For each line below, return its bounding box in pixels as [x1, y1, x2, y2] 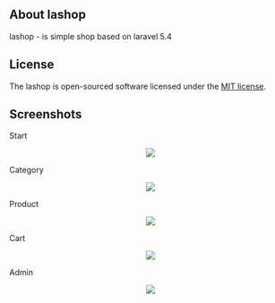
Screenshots [9, 107, 82, 122]
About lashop [9, 7, 87, 22]
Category [9, 165, 45, 176]
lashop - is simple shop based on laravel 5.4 [9, 30, 173, 41]
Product [9, 199, 39, 210]
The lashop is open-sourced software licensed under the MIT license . [9, 81, 267, 91]
